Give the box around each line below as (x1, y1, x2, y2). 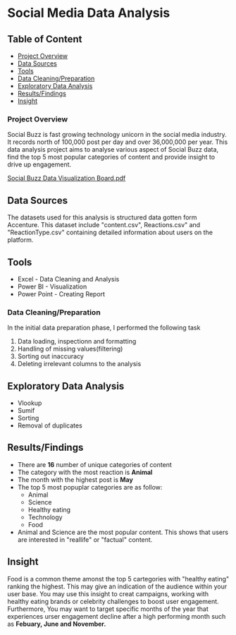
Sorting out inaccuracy (17, 352, 85, 361)
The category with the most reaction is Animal (17, 468, 153, 476)
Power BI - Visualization (17, 282, 87, 291)
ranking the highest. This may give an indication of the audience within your (7, 582, 228, 591)
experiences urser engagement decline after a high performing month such (7, 612, 226, 620)
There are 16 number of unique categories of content (17, 460, 173, 468)
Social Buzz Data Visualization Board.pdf (7, 174, 126, 183)
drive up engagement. (7, 160, 72, 169)
